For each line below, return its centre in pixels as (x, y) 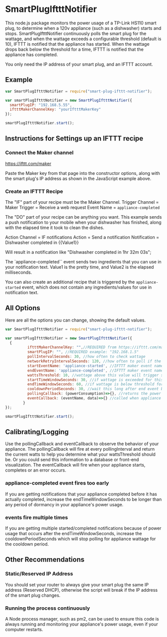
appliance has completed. (32, 54)
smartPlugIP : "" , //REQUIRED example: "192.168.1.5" (83, 352)
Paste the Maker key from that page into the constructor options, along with (83, 173)
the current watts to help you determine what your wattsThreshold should (80, 454)
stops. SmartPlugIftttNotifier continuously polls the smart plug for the (76, 33)
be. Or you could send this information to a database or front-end (72, 460)
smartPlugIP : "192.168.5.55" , (41, 105)
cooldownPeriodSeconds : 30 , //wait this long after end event (93, 389)
